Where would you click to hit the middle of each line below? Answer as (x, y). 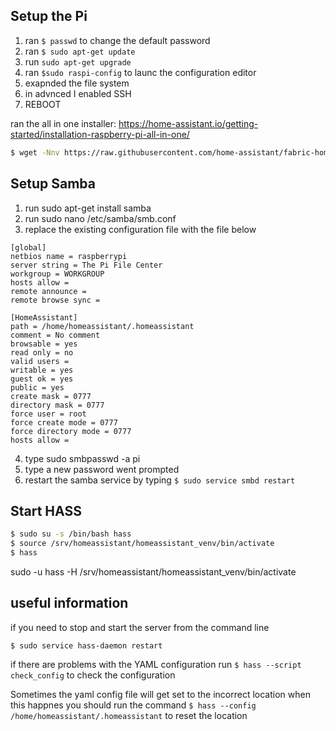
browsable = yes (44, 344)
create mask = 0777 (51, 396)
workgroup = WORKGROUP (57, 274)
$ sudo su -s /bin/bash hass (71, 534)
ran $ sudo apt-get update (80, 51)
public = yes (37, 387)
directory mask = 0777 (57, 405)
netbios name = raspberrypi (69, 256)
